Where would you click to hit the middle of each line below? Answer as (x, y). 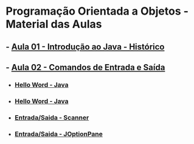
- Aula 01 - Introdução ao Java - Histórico (85, 47)
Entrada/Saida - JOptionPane (58, 134)
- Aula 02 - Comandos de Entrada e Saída (85, 67)
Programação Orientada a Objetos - (97, 11)
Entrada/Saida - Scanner (52, 117)
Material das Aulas (54, 24)
